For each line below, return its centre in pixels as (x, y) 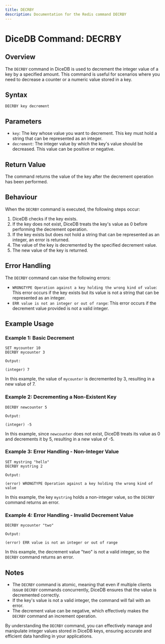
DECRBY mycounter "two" (30, 525)
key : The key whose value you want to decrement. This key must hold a (85, 133)
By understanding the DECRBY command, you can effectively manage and (79, 625)
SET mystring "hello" (27, 462)
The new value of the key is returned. (50, 250)
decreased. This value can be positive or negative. (63, 149)
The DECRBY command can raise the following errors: (58, 278)
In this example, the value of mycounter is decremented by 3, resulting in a (80, 379)
